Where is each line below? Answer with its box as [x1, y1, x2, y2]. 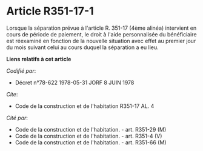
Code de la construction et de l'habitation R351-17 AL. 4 [15, 102, 155, 110]
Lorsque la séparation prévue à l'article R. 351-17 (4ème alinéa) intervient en [6, 24, 197, 32]
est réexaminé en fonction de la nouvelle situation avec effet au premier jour [6, 37, 196, 44]
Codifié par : [6, 67, 36, 74]
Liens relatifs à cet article [6, 55, 72, 62]
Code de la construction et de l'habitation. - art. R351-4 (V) [15, 132, 162, 139]
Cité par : [6, 114, 28, 121]
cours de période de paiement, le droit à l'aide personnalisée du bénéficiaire [6, 30, 197, 38]
